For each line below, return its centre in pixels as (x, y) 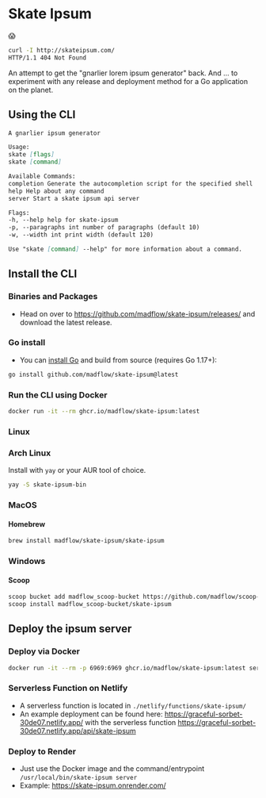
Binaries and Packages (53, 297)
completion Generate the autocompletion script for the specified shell (131, 183)
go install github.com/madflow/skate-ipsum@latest (93, 374)
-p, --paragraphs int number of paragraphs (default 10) (104, 228)
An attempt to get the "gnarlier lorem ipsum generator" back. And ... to (123, 73)
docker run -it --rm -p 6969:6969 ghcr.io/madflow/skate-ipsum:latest (127, 668)
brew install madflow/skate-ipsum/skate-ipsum (86, 541)
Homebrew (27, 524)
